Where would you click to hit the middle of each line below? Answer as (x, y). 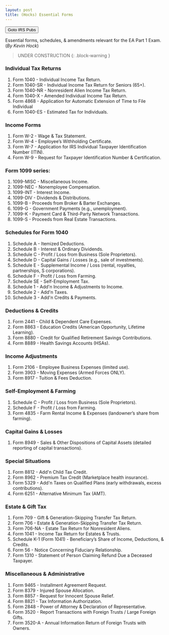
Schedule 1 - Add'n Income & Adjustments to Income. (68, 286)
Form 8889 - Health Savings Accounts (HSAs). (61, 343)
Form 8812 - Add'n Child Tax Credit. (50, 472)
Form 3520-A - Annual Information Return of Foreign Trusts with (79, 623)
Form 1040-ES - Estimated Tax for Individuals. (60, 111)
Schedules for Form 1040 (37, 233)
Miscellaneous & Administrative (45, 574)
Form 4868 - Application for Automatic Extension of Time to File (79, 101)
